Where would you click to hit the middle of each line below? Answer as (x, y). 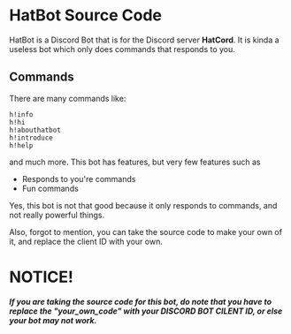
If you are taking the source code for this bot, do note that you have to (141, 301)
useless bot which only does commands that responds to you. (123, 49)
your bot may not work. (53, 320)
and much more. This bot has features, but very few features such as (135, 162)
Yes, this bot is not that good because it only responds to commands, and (143, 205)
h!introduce (31, 138)
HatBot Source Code (85, 15)
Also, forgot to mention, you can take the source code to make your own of (146, 232)
